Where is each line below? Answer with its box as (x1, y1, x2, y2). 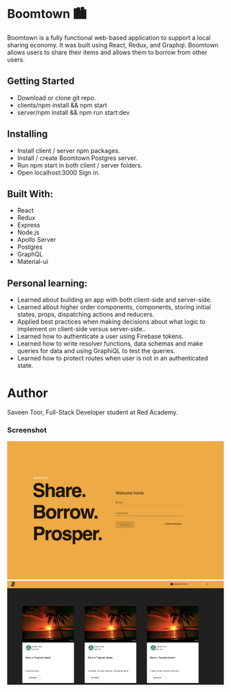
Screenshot (7, 425, 47, 435)
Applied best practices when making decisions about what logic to (16, 317, 206, 326)
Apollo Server (16, 236, 56, 244)
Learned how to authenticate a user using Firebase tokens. (16, 332, 184, 341)
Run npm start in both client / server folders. (16, 161, 143, 169)
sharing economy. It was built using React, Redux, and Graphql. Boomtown (7, 41, 219, 49)
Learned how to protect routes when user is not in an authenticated (16, 354, 208, 362)
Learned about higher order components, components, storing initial (16, 303, 211, 311)
